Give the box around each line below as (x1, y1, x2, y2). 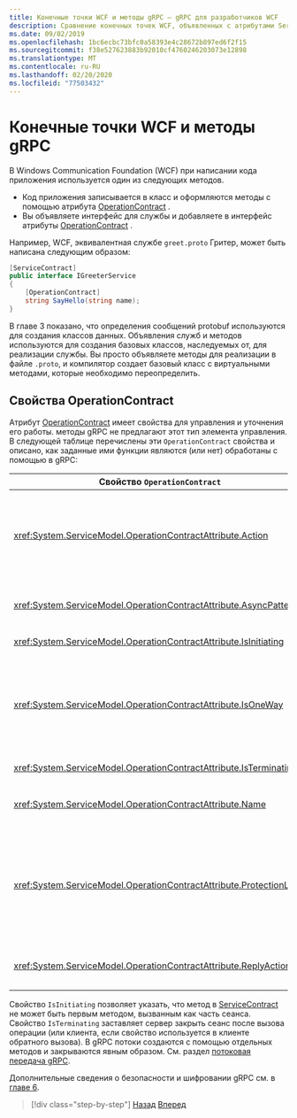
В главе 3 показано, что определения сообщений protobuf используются (9, 320, 286, 331)
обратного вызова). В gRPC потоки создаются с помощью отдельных (9, 1037, 273, 1047)
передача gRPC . (9, 1055, 71, 1066)
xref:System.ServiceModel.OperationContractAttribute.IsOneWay (13, 698, 284, 711)
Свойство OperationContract (98, 475, 222, 488)
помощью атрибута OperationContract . (21, 201, 171, 212)
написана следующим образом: (9, 246, 131, 257)
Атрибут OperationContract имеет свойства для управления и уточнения (9, 417, 284, 428)
